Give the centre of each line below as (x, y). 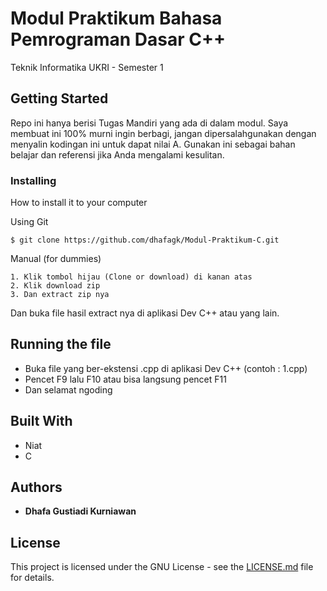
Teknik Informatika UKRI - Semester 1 (87, 67)
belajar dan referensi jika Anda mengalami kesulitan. (117, 154)
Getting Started (59, 98)
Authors (36, 487)
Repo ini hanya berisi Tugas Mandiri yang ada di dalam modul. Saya (149, 123)
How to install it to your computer (79, 203)
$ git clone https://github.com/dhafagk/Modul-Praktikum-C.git (145, 240)
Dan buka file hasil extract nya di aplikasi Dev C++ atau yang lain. (145, 313)
